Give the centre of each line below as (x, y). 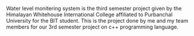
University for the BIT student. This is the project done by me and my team (97, 21)
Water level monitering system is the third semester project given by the (94, 8)
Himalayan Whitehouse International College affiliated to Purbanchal (90, 15)
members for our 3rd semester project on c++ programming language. (93, 27)
